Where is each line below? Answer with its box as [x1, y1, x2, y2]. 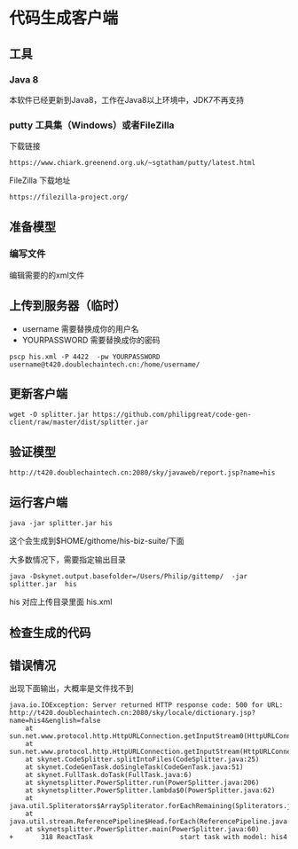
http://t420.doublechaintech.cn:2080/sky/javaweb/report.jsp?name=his [9, 468, 276, 477]
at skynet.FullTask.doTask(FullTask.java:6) [25, 771, 192, 780]
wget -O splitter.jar [9, 410, 90, 420]
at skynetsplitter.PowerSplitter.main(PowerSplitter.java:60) [25, 825, 260, 834]
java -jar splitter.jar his [9, 519, 114, 528]
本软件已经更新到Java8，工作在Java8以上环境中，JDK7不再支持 [9, 94, 245, 105]
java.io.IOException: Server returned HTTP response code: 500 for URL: [9, 701, 284, 710]
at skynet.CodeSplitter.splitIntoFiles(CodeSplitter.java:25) [25, 755, 260, 764]
